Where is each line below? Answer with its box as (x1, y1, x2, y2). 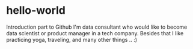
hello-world (6, 4, 66, 17)
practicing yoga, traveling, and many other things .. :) (6, 36, 137, 43)
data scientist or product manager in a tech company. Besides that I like (6, 29, 184, 36)
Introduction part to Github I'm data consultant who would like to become (6, 23, 188, 30)
